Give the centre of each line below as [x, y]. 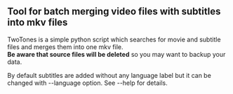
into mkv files [38, 23]
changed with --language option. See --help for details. [87, 83]
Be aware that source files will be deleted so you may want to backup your [116, 54]
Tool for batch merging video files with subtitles [114, 12]
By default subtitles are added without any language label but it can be [109, 75]
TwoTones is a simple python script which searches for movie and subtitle [114, 39]
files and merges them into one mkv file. [65, 47]
